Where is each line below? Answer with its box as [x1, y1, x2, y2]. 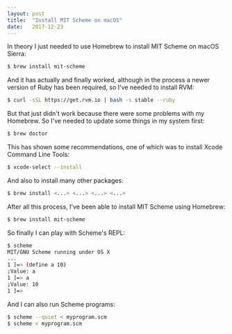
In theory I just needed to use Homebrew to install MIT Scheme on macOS [7, 43, 219, 51]
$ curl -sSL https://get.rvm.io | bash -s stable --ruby [7, 97, 176, 104]
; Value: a [7, 268, 36, 275]
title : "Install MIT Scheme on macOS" [7, 17, 123, 24]
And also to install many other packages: [7, 176, 124, 185]
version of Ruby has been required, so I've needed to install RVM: [7, 83, 194, 91]
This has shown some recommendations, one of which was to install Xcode [7, 143, 223, 151]
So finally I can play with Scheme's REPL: [7, 228, 126, 237]
